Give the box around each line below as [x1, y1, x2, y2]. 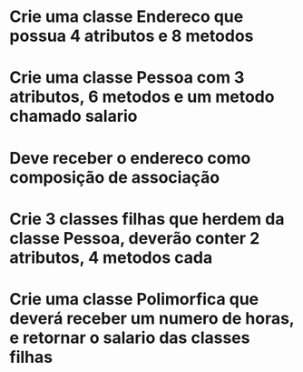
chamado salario [9, 106, 138, 126]
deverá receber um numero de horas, [9, 307, 295, 328]
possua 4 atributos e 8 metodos [9, 25, 254, 46]
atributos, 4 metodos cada [9, 247, 213, 267]
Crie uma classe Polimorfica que [9, 288, 259, 309]
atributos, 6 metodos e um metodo [9, 86, 275, 107]
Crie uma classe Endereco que [9, 6, 244, 27]
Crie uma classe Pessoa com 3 [9, 67, 245, 88]
